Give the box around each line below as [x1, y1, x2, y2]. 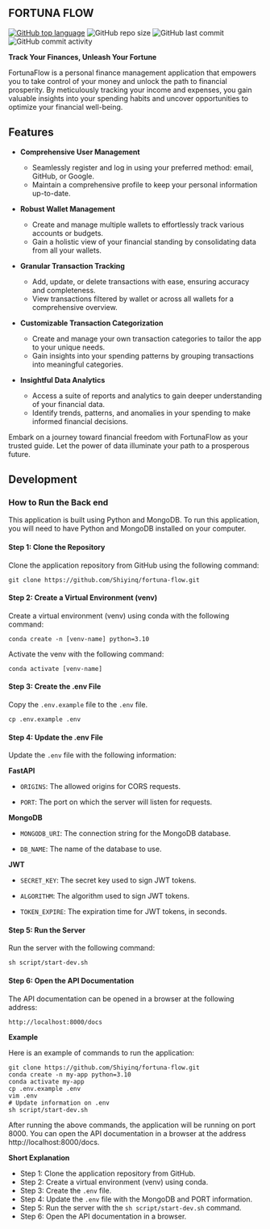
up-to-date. [31, 188, 71, 198]
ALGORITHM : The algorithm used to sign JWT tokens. [19, 891, 190, 901]
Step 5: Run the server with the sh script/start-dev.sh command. [19, 1202, 242, 1212]
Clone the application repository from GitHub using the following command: [8, 560, 260, 570]
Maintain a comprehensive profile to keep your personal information [31, 179, 258, 189]
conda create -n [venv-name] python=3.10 [8, 635, 150, 643]
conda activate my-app [8, 1077, 85, 1085]
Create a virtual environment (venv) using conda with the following [8, 610, 230, 620]
